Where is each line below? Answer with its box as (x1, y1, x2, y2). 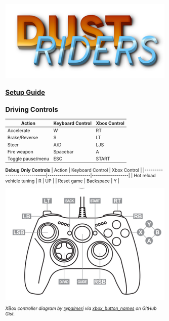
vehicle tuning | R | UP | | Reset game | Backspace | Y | (5, 178, 120, 184)
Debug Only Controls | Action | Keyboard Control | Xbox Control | (5, 167, 142, 173)
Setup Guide (5, 88, 46, 97)
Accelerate (7, 128, 30, 134)
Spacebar (53, 148, 74, 154)
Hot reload (134, 172, 156, 178)
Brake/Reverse (7, 135, 38, 141)
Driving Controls (5, 105, 58, 114)
